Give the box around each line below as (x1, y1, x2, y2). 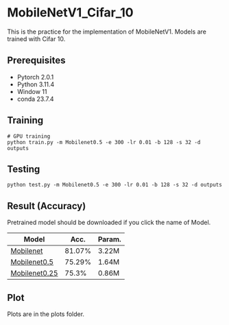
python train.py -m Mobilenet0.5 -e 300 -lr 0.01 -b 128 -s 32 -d (7, 139, 201, 145)
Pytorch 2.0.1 (16, 73, 54, 81)
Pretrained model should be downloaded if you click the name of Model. (7, 218, 211, 227)
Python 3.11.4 (16, 80, 55, 88)
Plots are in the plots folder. (7, 310, 84, 318)
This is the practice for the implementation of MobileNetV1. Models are (7, 27, 207, 36)
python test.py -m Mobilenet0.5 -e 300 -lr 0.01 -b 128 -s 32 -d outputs (7, 182, 223, 189)
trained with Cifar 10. (7, 34, 66, 43)
